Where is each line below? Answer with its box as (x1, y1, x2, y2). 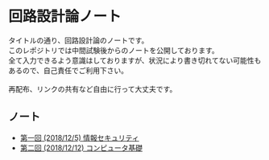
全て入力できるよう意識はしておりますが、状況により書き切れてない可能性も (8, 55, 262, 65)
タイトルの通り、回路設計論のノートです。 (8, 35, 149, 45)
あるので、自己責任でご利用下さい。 (8, 65, 129, 75)
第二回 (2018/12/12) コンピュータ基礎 (19, 142, 143, 153)
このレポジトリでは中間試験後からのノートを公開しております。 (8, 45, 219, 55)
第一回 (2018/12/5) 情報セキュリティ (19, 133, 139, 142)
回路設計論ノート (8, 7, 122, 26)
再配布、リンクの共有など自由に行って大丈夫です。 (8, 84, 177, 93)
